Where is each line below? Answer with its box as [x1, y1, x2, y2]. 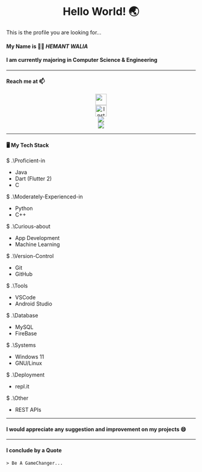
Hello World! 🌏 [63, 5, 139, 19]
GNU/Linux [14, 360, 42, 367]
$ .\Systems [6, 342, 36, 349]
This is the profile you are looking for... [6, 28, 102, 36]
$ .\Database [6, 312, 38, 319]
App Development [14, 234, 60, 242]
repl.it [14, 383, 29, 390]
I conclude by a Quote [6, 446, 62, 454]
